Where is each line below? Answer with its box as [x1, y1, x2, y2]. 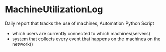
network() [12, 41, 33, 47]
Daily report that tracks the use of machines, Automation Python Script [5, 20, 154, 27]
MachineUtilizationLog [5, 4, 103, 15]
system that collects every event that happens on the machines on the [12, 36, 161, 42]
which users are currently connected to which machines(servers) [12, 30, 151, 36]
